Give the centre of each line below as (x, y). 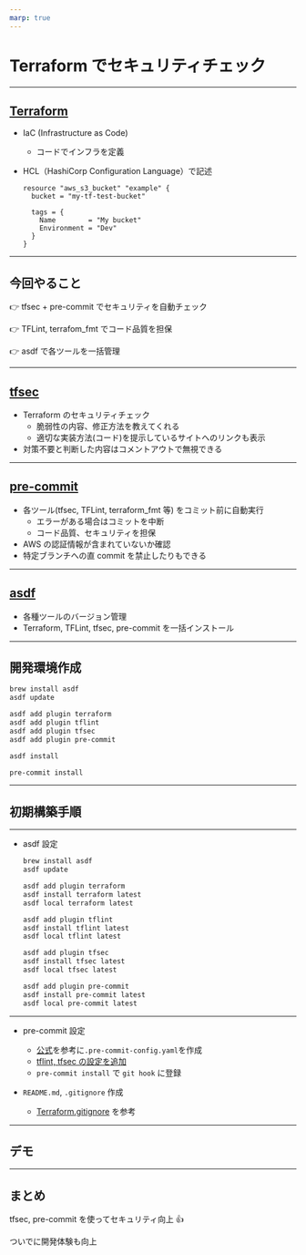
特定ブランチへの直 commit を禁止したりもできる (114, 555)
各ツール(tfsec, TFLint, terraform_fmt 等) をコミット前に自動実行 (143, 509)
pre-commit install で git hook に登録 (109, 1073)
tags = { (48, 212)
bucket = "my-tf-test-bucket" (88, 197)
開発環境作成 (46, 668)
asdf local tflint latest (71, 936)
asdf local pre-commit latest (80, 1003)
